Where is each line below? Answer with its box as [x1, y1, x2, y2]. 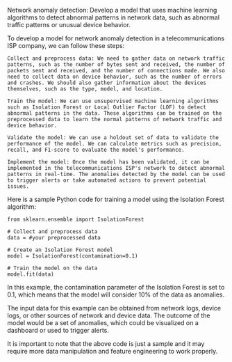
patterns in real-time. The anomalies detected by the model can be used [7, 171, 226, 178]
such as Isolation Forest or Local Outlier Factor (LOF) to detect [7, 104, 207, 111]
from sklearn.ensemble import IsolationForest [7, 216, 144, 223]
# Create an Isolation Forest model [7, 246, 113, 253]
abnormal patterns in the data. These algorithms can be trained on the [7, 110, 222, 117]
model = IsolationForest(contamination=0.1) [7, 253, 138, 260]
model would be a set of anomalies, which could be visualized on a [7, 319, 199, 326]
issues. [7, 183, 30, 190]
